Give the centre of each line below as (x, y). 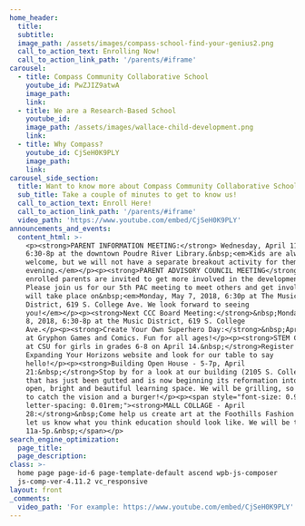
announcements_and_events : (60, 229)
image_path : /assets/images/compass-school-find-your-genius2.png (146, 43)
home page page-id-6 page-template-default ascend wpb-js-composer (148, 473)
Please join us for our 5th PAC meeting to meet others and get (150, 287)
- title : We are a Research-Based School (97, 111)
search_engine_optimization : (64, 439)
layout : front (36, 490)
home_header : (34, 18)
